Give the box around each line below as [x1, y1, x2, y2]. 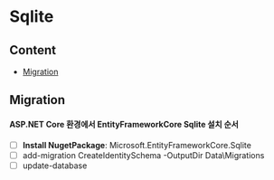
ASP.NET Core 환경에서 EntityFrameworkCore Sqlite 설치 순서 [9, 118, 240, 129]
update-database [22, 160, 88, 171]
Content [9, 43, 57, 58]
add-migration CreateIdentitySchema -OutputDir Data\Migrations [22, 149, 265, 160]
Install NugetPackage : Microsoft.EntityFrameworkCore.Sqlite [22, 139, 251, 150]
